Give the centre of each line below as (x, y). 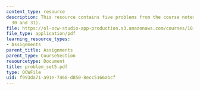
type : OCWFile (24, 72)
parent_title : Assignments (40, 50)
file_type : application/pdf (41, 34)
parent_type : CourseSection (41, 56)
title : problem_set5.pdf (37, 67)
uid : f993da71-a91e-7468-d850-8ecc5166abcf (61, 78)
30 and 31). (26, 22)
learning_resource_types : (38, 39)
